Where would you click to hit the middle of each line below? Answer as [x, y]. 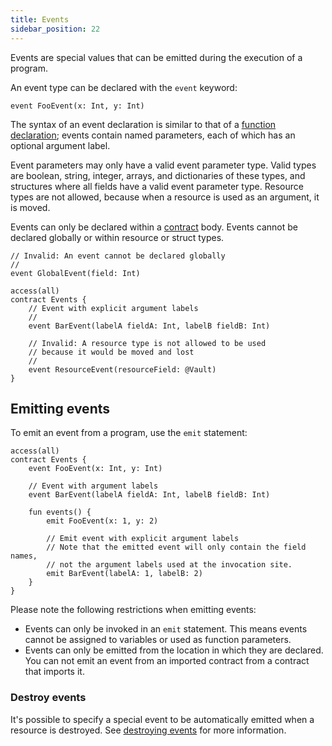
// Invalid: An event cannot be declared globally [118, 256]
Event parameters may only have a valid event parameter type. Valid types [163, 165]
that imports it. [54, 672]
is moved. [30, 207]
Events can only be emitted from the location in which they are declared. [174, 650]
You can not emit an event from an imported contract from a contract [167, 661]
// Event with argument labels [93, 486]
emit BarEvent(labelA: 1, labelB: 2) [124, 574]
